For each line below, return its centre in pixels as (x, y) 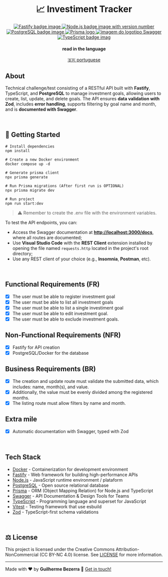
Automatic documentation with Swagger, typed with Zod (70, 431)
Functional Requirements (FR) (52, 284)
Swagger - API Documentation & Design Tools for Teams (71, 496)
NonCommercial (22, 555)
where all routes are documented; (47, 237)
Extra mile (21, 419)
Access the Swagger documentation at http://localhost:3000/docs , (83, 232)
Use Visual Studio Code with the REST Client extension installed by (82, 243)
